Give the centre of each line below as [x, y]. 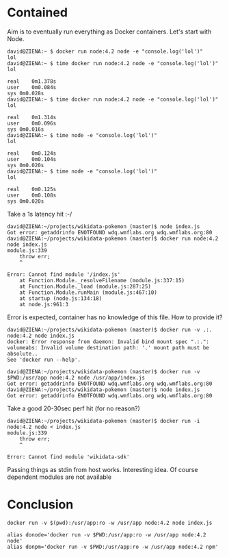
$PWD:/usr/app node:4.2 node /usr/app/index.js [76, 377]
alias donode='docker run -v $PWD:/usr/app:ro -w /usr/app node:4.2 [107, 535]
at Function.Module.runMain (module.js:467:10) [88, 293]
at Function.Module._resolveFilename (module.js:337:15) [102, 280]
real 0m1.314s [32, 117]
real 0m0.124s [32, 153]
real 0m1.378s [32, 81]
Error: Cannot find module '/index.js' [64, 274]
